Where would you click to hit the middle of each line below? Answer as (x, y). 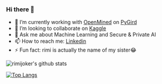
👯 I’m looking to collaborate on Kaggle (60, 28)
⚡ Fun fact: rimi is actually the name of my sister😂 (75, 50)
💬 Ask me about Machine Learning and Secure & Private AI (85, 35)
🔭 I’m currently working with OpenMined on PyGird (76, 22)
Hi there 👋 (20, 9)
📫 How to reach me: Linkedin (50, 41)
